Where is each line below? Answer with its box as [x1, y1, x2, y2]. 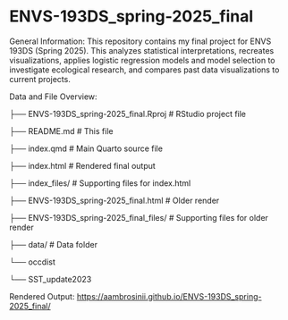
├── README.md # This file [9, 125, 114, 136]
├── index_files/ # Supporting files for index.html [9, 177, 191, 189]
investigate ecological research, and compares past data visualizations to [9, 64, 280, 75]
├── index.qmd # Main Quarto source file [9, 143, 164, 154]
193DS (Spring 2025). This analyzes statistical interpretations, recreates [9, 45, 275, 55]
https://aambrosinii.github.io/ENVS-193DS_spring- [76, 291, 262, 301]
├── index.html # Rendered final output [9, 160, 157, 171]
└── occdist [9, 257, 56, 267]
